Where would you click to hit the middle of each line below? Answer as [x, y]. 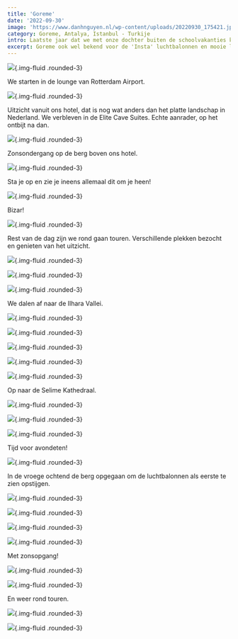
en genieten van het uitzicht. [49, 246]
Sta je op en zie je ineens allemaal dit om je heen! [79, 182]
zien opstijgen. [29, 484]
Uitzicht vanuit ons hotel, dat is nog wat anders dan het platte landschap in [116, 110]
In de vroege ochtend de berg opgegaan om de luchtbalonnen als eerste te [117, 476]
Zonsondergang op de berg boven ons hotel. [73, 153]
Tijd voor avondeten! [38, 448]
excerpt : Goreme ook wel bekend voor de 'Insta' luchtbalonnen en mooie [117, 47]
